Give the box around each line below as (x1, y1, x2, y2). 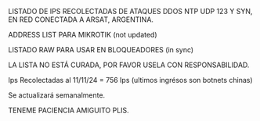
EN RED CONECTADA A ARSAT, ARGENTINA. (8, 15, 154, 24)
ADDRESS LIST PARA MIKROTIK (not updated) (8, 30, 158, 39)
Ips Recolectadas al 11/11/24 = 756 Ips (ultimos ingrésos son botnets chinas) (8, 76, 253, 84)
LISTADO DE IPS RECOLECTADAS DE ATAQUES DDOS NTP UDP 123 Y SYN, (8, 7, 253, 16)
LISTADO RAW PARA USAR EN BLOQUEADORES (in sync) (8, 45, 194, 54)
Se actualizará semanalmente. (8, 91, 106, 100)
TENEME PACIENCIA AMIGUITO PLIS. (8, 105, 129, 115)
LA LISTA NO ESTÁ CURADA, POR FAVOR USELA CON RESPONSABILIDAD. (8, 60, 250, 69)
